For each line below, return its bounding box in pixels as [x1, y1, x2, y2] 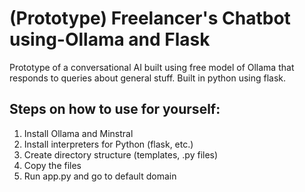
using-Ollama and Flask [9, 28, 211, 51]
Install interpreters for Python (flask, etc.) [23, 138, 194, 150]
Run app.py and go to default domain [23, 170, 177, 182]
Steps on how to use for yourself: [9, 101, 221, 118]
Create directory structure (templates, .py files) [23, 148, 219, 161]
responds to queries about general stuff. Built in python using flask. [9, 72, 287, 84]
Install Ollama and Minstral [23, 127, 134, 139]
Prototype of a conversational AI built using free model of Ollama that [9, 61, 295, 73]
